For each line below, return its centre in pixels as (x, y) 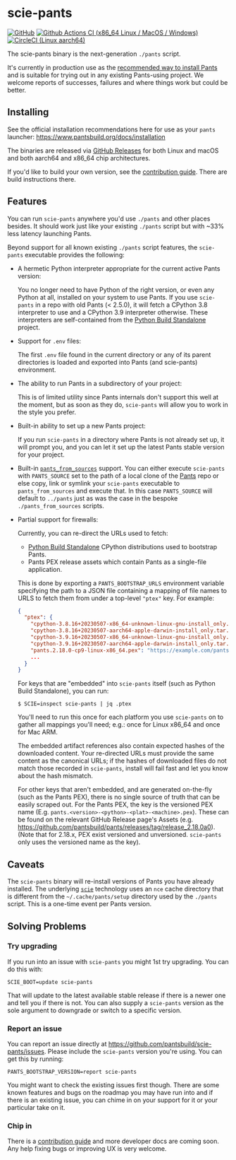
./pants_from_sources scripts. (61, 505)
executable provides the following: (74, 254)
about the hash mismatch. (55, 776)
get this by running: (36, 1059)
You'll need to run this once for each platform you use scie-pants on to (120, 717)
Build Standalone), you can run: (63, 691)
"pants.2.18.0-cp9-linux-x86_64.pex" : (87, 650)
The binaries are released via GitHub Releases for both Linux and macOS (113, 151)
